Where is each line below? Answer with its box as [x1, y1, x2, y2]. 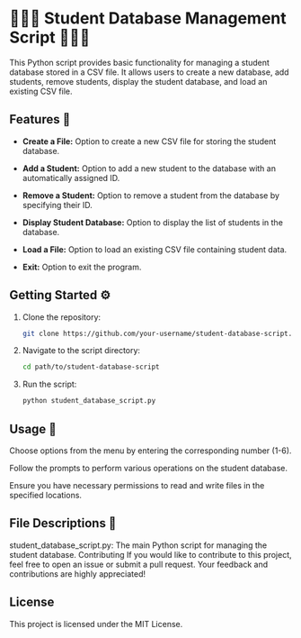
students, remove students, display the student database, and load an [9, 76, 268, 87]
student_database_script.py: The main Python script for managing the [9, 540, 268, 551]
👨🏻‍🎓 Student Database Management [9, 8, 288, 29]
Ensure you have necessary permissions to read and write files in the [9, 480, 265, 490]
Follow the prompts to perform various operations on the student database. [9, 463, 288, 473]
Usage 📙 [9, 421, 57, 436]
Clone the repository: [22, 311, 102, 323]
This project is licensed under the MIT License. [9, 618, 183, 629]
